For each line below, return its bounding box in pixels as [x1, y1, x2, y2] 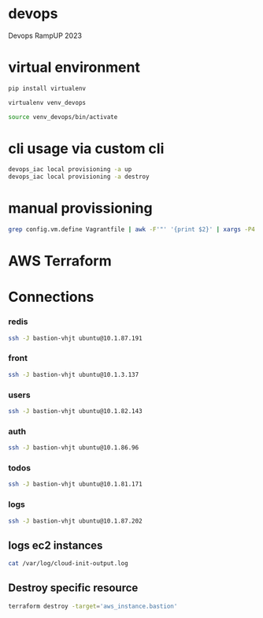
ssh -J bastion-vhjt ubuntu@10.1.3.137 [8, 370, 139, 378]
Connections [8, 289, 94, 306]
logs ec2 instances [8, 538, 103, 552]
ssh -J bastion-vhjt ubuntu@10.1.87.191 [8, 334, 143, 342]
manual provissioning [8, 199, 153, 218]
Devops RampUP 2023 [8, 31, 83, 40]
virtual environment [8, 58, 140, 76]
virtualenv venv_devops [8, 99, 87, 106]
